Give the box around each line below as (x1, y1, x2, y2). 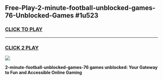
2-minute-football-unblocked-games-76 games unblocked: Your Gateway (5, 64, 158, 70)
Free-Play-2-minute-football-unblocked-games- (5, 4, 156, 12)
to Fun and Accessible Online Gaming (5, 69, 82, 75)
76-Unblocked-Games (5, 12, 74, 20)
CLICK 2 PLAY (5, 44, 39, 51)
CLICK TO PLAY (5, 26, 43, 33)
